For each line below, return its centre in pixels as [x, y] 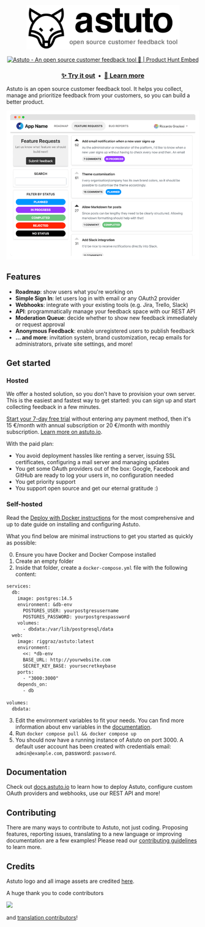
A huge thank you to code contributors [55, 893]
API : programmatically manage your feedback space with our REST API [105, 311]
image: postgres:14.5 [45, 598]
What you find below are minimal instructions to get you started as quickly [100, 536]
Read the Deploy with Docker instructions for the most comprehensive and [100, 518]
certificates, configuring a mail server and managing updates [92, 462]
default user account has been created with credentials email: [93, 746]
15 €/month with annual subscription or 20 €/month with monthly [88, 425]
